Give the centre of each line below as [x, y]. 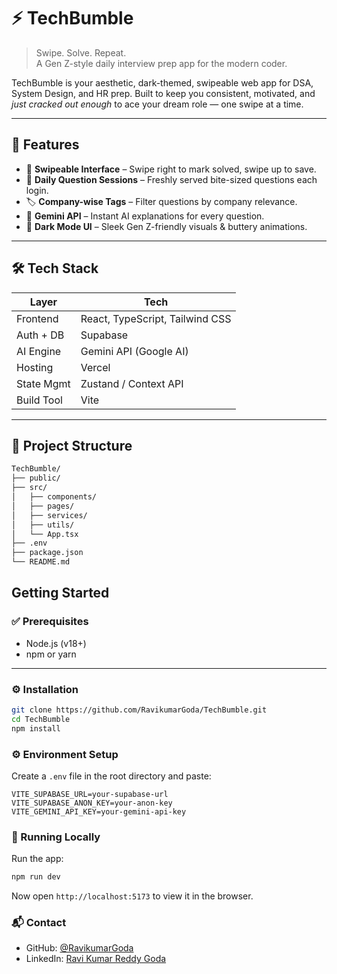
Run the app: [37, 859]
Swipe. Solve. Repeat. [81, 52]
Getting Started [60, 593]
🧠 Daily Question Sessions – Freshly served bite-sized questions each [171, 179]
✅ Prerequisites [50, 622]
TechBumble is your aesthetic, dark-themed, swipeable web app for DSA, [162, 82]
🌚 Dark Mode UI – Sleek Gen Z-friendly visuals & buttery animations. [166, 226]
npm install [36, 728]
